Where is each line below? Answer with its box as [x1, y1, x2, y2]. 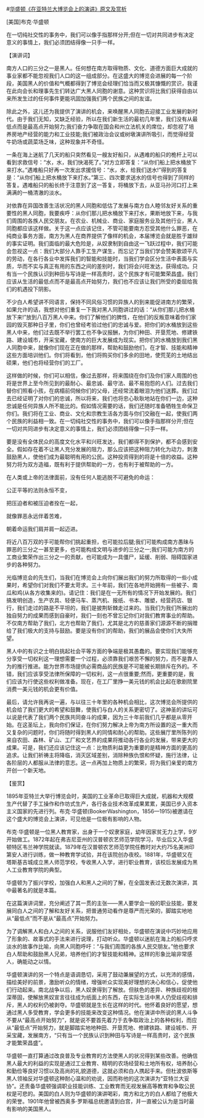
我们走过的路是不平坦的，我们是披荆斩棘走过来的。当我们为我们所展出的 [16, 604, 198, 612]
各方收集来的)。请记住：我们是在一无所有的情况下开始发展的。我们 [29, 589, 197, 596]
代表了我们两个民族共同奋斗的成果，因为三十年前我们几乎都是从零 [22, 714, 187, 721]
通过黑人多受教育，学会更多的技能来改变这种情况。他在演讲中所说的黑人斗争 [6, 1009, 198, 1016]
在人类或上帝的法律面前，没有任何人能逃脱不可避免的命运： [6, 474, 155, 481]
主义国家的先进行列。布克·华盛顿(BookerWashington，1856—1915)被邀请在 [6, 808, 194, 815]
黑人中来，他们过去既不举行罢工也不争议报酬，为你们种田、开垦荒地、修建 [6, 329, 192, 336]
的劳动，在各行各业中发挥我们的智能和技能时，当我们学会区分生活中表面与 [6, 255, 192, 262]
